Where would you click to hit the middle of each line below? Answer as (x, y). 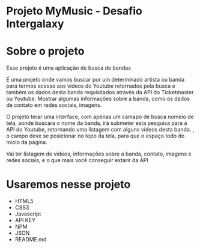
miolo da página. (27, 142)
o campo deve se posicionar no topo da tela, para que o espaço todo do (95, 136)
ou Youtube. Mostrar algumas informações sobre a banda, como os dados (98, 99)
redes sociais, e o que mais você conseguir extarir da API (77, 160)
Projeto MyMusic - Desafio (74, 11)
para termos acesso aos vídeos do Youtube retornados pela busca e (91, 86)
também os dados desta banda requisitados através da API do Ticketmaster (100, 92)
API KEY (25, 220)
